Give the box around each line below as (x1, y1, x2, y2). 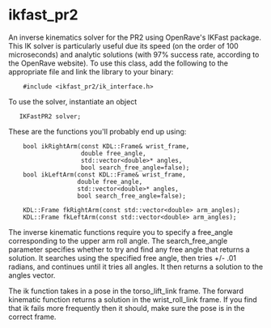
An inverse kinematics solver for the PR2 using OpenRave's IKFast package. (8, 32, 261, 42)
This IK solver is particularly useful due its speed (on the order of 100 (8, 40, 239, 50)
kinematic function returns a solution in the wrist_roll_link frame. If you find (8, 294, 257, 305)
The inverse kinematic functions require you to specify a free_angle (8, 227, 233, 236)
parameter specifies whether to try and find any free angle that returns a (8, 245, 250, 254)
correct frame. (8, 312, 57, 322)
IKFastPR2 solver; (19, 112, 82, 121)
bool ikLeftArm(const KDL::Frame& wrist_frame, (23, 170, 186, 179)
